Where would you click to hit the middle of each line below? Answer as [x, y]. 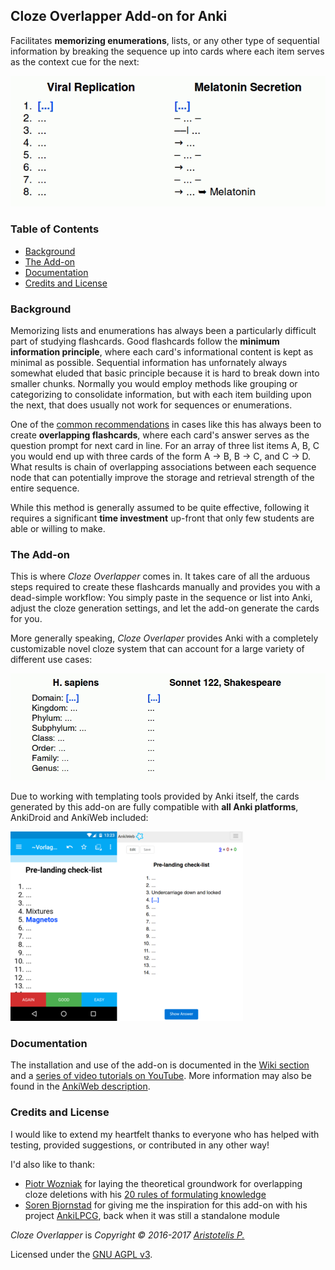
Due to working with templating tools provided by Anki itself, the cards [155, 796]
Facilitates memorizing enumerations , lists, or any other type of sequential [165, 40]
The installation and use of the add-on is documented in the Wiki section [160, 1065]
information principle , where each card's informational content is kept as [162, 351]
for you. [26, 619]
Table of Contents [55, 229]
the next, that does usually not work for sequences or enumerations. [151, 405]
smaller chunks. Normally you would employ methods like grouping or [154, 383]
